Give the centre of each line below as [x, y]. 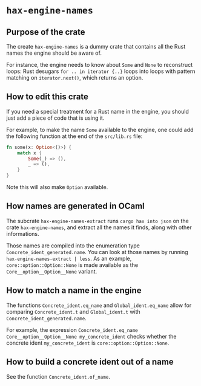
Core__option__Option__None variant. [52, 271]
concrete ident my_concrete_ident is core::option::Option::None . [88, 343]
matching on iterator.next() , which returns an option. [75, 78]
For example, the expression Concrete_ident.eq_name [72, 329]
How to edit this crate [48, 97]
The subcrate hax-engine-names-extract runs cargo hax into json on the [97, 221]
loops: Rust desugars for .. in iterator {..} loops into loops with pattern [101, 71]
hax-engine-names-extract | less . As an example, [69, 258]
